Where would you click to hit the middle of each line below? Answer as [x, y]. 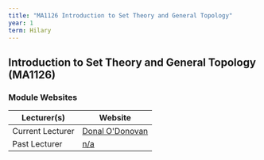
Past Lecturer [37, 144]
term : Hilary [30, 30]
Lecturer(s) [43, 118]
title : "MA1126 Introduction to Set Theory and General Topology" [120, 15]
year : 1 [21, 23]
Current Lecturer [43, 131]
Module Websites [43, 97]
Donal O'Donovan [115, 131]
